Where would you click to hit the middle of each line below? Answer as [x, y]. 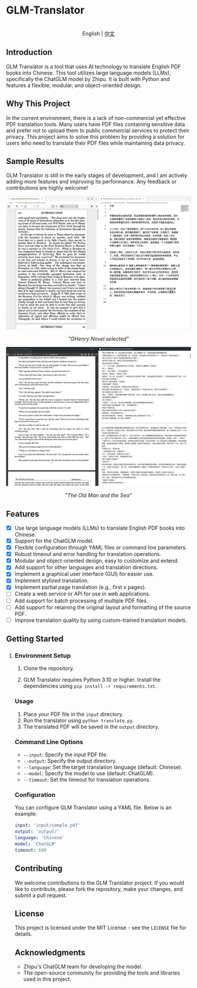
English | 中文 [98, 34]
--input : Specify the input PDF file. [66, 755]
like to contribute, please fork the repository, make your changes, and [98, 889]
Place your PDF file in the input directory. [73, 714]
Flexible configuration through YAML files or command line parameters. [101, 548]
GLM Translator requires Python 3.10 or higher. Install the [92, 680]
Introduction [29, 53]
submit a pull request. [41, 895]
